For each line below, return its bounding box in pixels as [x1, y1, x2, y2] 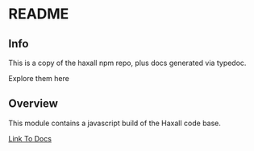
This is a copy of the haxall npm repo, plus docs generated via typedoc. [8, 58, 247, 67]
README [8, 5, 69, 23]
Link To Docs [8, 133, 52, 143]
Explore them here [8, 74, 70, 83]
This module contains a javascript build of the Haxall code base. [8, 118, 222, 128]
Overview [8, 97, 59, 111]
